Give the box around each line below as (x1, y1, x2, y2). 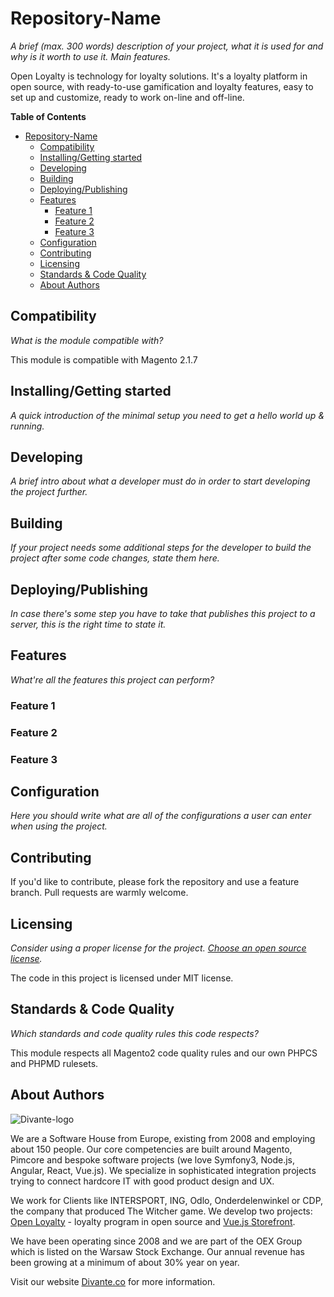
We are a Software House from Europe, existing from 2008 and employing (10, 1132, 316, 1144)
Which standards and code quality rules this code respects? (10, 1027, 259, 1039)
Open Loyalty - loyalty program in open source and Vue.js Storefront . (10, 1215, 296, 1227)
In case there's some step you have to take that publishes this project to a (10, 608, 316, 619)
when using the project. (10, 820, 108, 832)
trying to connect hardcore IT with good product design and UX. (10, 1175, 275, 1187)
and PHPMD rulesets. (10, 1057, 99, 1069)
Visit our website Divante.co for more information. (10, 1275, 216, 1287)
